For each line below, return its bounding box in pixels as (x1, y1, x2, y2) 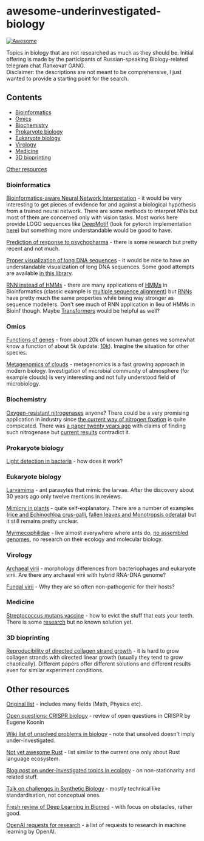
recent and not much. (6, 245, 60, 253)
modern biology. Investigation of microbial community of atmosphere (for (6, 367, 189, 375)
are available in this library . (6, 270, 73, 277)
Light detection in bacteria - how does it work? (6, 457, 123, 465)
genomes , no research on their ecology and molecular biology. (6, 536, 163, 543)
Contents (6, 92, 42, 103)
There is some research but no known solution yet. (6, 618, 134, 625)
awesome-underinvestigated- (6, 4, 161, 18)
